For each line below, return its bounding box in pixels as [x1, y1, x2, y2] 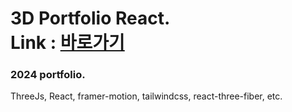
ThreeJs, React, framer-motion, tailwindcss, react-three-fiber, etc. [10, 90, 283, 102]
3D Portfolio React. [10, 7, 171, 30]
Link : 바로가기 [10, 32, 125, 54]
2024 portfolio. [10, 68, 86, 82]
